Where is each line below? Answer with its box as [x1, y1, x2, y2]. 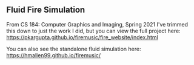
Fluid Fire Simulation [6, 5, 85, 15]
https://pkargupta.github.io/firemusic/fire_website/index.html [6, 33, 159, 41]
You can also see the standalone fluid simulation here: [6, 45, 141, 52]
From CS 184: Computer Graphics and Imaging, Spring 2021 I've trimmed [6, 20, 189, 28]
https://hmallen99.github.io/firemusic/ [6, 51, 101, 59]
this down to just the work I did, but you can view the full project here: [6, 27, 181, 34]
